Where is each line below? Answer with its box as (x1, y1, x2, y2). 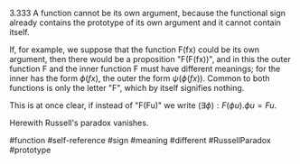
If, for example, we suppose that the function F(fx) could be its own (9, 44, 260, 55)
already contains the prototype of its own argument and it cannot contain (9, 17, 282, 28)
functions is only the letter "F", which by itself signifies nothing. (9, 83, 245, 93)
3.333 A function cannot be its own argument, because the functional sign (9, 8, 286, 18)
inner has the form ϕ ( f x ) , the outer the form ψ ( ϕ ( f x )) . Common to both (9, 73, 270, 84)
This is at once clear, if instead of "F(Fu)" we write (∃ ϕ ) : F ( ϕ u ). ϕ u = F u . (9, 100, 277, 111)
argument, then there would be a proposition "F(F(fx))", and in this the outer (9, 54, 291, 64)
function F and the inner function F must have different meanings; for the (9, 63, 281, 74)
